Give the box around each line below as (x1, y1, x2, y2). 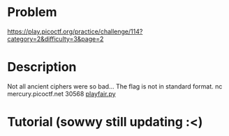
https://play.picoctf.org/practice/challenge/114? (7, 27, 143, 36)
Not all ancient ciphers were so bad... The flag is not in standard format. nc (7, 82, 223, 91)
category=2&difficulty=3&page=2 (7, 34, 104, 43)
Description (7, 59, 77, 75)
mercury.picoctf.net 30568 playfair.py (7, 89, 117, 98)
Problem (7, 4, 57, 20)
